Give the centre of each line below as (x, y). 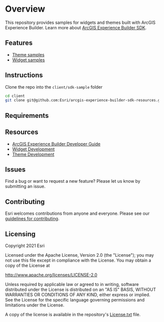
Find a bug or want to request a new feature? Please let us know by (73, 181)
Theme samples (28, 55)
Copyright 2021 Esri (25, 246)
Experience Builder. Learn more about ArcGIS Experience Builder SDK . (76, 27)
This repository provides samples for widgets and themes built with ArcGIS (80, 22)
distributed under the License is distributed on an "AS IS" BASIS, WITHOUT (81, 289)
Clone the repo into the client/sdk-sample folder (54, 87)
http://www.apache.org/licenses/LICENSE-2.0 (51, 275)
